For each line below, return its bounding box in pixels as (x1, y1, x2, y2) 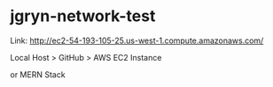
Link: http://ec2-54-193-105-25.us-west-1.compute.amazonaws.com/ (10, 35, 264, 46)
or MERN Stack (10, 69, 66, 80)
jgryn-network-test (10, 6, 156, 26)
